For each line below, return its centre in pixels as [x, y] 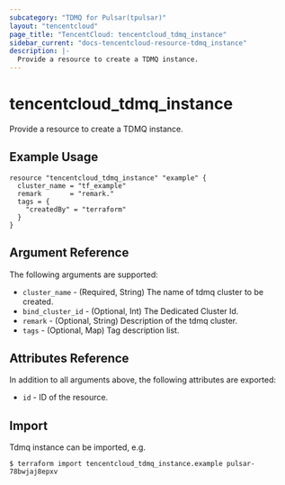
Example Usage [54, 157]
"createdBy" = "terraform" [76, 209]
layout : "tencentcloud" [54, 26]
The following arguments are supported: [84, 274]
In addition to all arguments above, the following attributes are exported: [143, 380]
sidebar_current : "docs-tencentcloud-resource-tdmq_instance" [128, 43]
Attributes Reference [69, 358]
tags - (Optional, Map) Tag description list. [101, 330]
